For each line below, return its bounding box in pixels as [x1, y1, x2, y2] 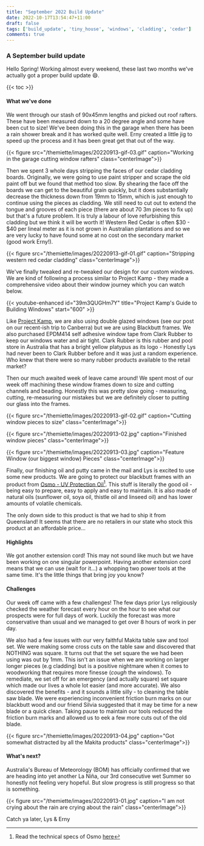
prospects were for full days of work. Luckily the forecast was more [6, 611, 175, 619]
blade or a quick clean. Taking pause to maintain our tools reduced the [6, 707, 183, 715]
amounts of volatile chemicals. [6, 500, 83, 507]
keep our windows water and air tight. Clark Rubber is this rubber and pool [6, 337, 193, 344]
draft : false [6, 20, 39, 26]
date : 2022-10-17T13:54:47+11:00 [6, 15, 91, 21]
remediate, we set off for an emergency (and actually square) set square [6, 675, 188, 683]
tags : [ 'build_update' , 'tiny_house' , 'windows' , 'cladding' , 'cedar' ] [6, 26, 191, 32]
